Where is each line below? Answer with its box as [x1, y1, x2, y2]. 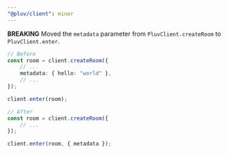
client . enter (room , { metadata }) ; [7, 141, 112, 148]
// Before [7, 50, 37, 57]
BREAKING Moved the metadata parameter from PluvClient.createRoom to [7, 29, 222, 38]
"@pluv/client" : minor [7, 10, 74, 17]
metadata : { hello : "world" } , [20, 70, 112, 77]
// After [7, 108, 33, 115]
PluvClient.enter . [7, 36, 60, 45]
